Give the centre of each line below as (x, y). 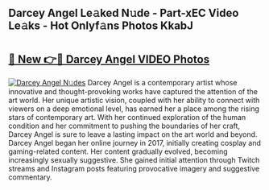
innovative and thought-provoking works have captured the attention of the (133, 91)
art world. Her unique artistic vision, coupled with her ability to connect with (134, 100)
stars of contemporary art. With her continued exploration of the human (127, 117)
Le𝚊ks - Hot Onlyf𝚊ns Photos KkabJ (101, 26)
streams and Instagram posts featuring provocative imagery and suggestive (134, 169)
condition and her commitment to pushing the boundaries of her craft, (124, 126)
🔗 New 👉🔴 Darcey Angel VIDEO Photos (109, 59)
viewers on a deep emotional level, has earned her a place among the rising (134, 109)
